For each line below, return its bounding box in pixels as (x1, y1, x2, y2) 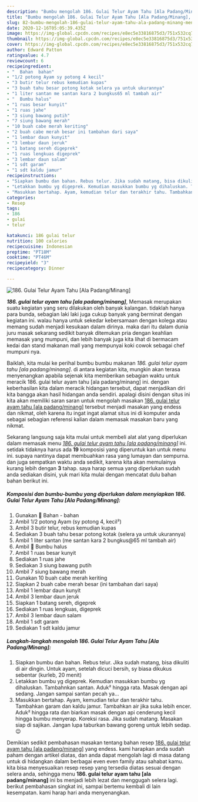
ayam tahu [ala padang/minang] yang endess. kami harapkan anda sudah (6, 745, 184, 752)
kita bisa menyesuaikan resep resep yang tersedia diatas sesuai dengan (6, 764, 181, 771)
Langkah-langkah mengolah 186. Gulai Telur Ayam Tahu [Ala (6, 638, 159, 645)
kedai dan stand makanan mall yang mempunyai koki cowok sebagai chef (6, 342, 185, 349)
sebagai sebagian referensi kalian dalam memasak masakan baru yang (6, 415, 178, 422)
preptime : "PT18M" (6, 249, 52, 255)
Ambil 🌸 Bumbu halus (15, 543, 67, 550)
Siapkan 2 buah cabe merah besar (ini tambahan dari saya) (15, 580, 159, 587)
